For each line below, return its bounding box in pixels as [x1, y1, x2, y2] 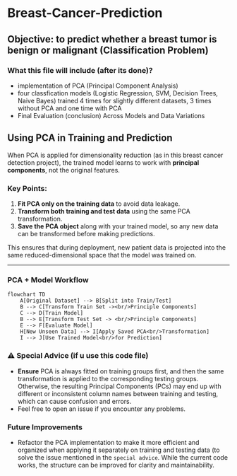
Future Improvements [7, 422, 83, 432]
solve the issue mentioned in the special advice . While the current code [17, 453, 228, 461]
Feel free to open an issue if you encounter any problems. [17, 405, 186, 413]
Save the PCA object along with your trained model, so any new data [17, 221, 219, 231]
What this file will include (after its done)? [7, 65, 153, 75]
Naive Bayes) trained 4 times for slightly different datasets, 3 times [17, 96, 212, 105]
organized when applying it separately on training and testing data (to [17, 446, 220, 454]
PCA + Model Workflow [7, 274, 90, 284]
